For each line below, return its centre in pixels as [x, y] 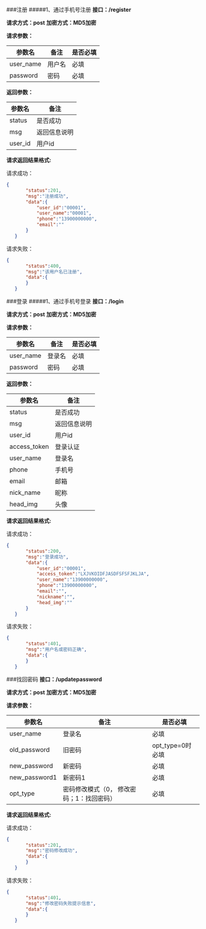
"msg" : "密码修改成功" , [51, 851]
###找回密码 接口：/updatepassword [54, 679]
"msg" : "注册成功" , [47, 196]
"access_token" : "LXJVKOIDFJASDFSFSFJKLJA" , [93, 574]
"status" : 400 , [44, 266]
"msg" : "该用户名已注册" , [54, 272]
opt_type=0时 [172, 745]
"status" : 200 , [44, 551]
